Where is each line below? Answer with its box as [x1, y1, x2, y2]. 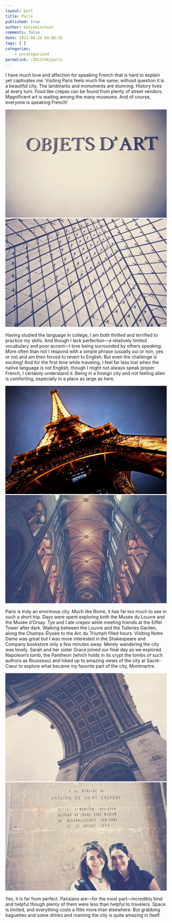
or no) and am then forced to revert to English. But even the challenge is [5, 353, 157, 360]
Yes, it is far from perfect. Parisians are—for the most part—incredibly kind [5, 896, 163, 902]
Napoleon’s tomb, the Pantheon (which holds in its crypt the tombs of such [5, 652, 163, 658]
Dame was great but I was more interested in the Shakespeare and [5, 636, 146, 642]
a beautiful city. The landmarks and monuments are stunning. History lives [5, 83, 162, 89]
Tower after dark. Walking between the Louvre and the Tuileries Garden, [5, 625, 158, 631]
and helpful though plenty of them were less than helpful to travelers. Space [5, 901, 166, 908]
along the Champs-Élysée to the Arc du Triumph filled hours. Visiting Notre [5, 630, 163, 636]
